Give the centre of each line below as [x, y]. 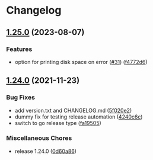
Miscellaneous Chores [39, 138]
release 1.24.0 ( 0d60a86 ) [46, 151]
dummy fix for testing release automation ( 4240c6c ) [79, 117]
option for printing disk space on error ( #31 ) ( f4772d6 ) [81, 62]
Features [19, 49]
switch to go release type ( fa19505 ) [58, 123]
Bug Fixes [21, 97]
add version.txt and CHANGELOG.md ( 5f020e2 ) [73, 110]
